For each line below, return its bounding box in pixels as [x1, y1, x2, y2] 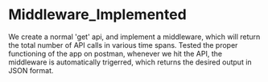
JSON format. [8, 65, 54, 75]
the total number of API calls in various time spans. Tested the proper [8, 40, 238, 49]
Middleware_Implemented [8, 6, 187, 24]
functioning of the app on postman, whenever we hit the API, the [8, 49, 223, 58]
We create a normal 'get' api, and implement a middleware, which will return [8, 32, 261, 41]
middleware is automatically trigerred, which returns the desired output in [8, 57, 252, 67]
